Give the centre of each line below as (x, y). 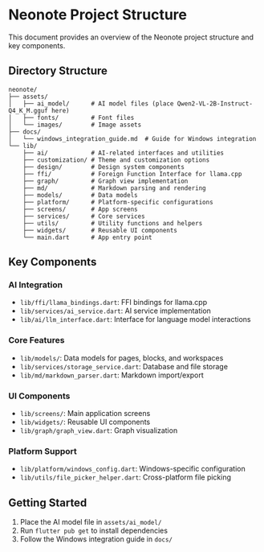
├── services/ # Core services (84, 216)
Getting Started (48, 503)
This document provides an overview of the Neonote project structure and (131, 37)
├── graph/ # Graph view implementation (106, 181)
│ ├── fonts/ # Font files (71, 117)
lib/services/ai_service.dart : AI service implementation (115, 311)
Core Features (37, 340)
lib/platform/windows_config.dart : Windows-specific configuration (133, 469)
